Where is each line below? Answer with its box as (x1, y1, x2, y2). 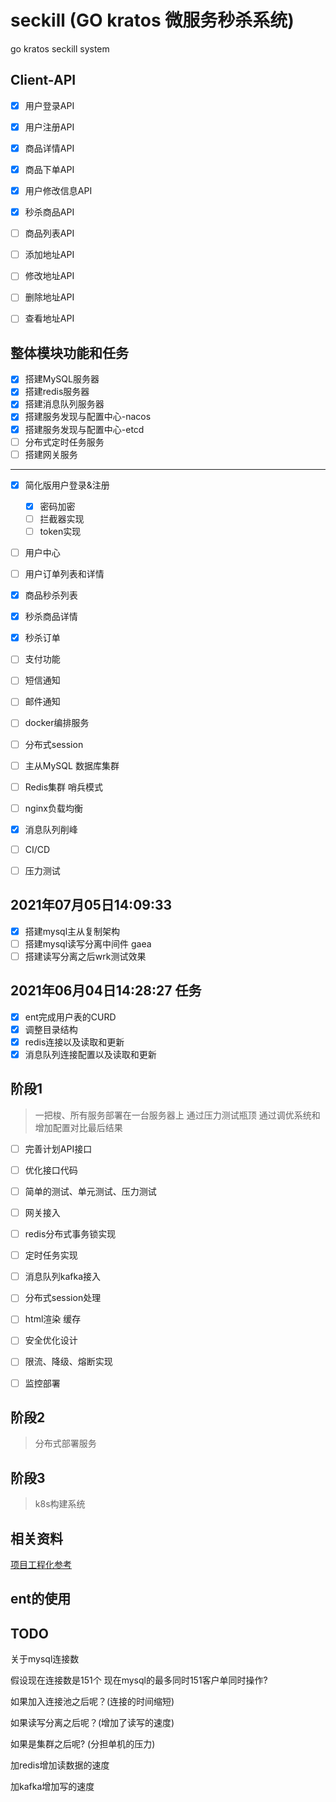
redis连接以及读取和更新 (24, 1036, 125, 1048)
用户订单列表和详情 (24, 568, 105, 580)
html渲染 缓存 (24, 1313, 82, 1325)
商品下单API (24, 163, 75, 175)
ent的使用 (10, 1591, 72, 1608)
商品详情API (24, 142, 75, 154)
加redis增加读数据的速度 (10, 1759, 110, 1771)
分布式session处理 (24, 1292, 102, 1304)
